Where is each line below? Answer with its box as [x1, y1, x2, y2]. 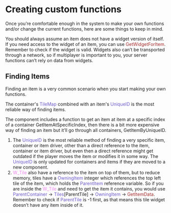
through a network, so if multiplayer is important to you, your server [5, 52, 148, 58]
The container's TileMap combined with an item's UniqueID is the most [5, 101, 155, 107]
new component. [12, 164, 48, 170]
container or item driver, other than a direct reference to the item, [12, 142, 150, 148]
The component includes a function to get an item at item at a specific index [5, 116, 165, 122]
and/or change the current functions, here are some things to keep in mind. [5, 25, 164, 32]
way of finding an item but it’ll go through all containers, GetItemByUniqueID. [5, 127, 166, 133]
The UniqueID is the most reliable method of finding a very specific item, [12, 137, 165, 143]
